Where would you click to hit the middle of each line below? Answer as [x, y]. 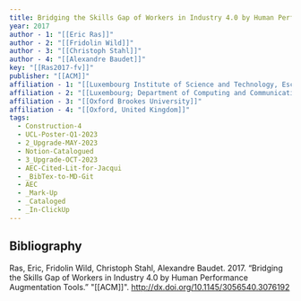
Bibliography [46, 247]
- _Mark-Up [38, 193]
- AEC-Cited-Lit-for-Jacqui [70, 168]
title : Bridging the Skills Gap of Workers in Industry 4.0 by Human [142, 18]
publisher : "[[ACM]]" [50, 76]
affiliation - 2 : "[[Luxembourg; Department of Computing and [128, 93]
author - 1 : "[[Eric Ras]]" [62, 34]
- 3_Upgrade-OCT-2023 [58, 159]
